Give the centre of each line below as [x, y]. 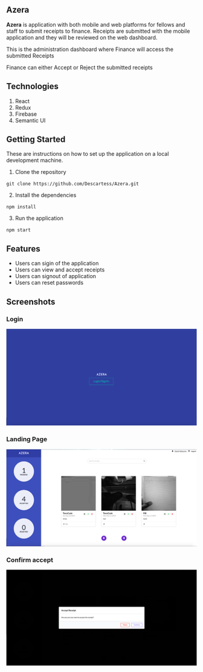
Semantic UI [30, 120]
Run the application [39, 218]
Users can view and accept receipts [60, 270]
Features [23, 249]
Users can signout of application [56, 276]
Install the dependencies [46, 195]
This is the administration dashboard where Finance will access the [90, 49]
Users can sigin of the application [57, 264]
